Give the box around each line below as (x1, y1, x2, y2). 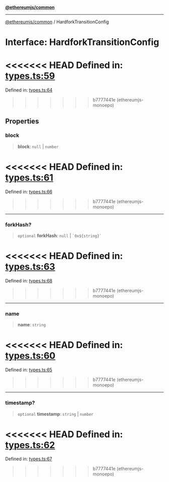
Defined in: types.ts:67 (5, 456, 52, 462)
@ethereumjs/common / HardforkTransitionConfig (5, 19, 109, 25)
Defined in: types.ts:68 (5, 277, 53, 283)
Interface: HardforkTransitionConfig (5, 36, 159, 48)
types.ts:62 (5, 439, 55, 451)
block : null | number (17, 143, 59, 150)
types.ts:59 (5, 70, 55, 82)
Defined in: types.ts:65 (5, 367, 53, 373)
